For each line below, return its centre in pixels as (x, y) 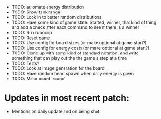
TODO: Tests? (25, 63)
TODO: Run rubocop (32, 33)
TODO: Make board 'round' (39, 79)
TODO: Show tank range (36, 12)
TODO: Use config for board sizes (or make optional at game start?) (79, 43)
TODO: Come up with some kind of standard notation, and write (75, 53)
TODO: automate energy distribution (48, 7)
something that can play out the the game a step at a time (69, 58)
